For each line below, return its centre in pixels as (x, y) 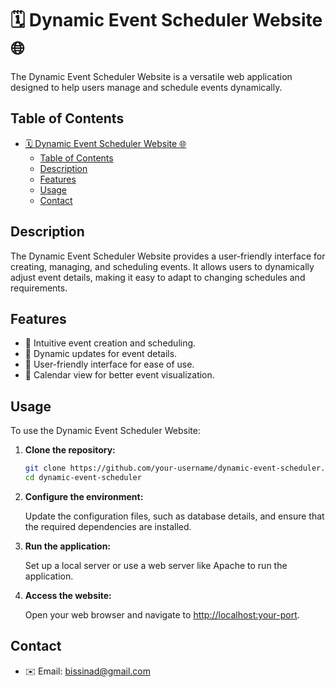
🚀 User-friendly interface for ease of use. (109, 364)
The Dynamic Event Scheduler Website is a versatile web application (151, 76)
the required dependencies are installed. (108, 526)
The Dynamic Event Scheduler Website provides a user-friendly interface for (168, 256)
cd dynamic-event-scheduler (83, 478)
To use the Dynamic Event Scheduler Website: (105, 431)
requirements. (39, 288)
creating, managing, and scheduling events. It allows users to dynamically (162, 266)
